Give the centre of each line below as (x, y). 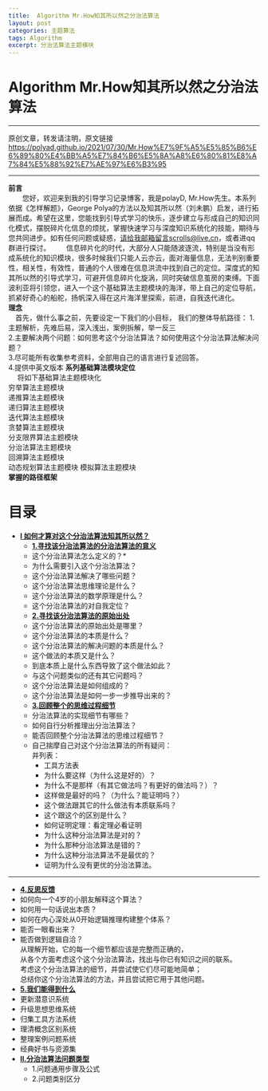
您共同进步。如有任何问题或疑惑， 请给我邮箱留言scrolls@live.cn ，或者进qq (132, 238)
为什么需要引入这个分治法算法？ (84, 566)
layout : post (30, 23)
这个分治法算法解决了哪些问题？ (84, 576)
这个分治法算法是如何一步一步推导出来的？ (102, 695)
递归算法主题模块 (36, 408)
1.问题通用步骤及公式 (66, 1069)
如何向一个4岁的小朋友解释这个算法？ (81, 899)
